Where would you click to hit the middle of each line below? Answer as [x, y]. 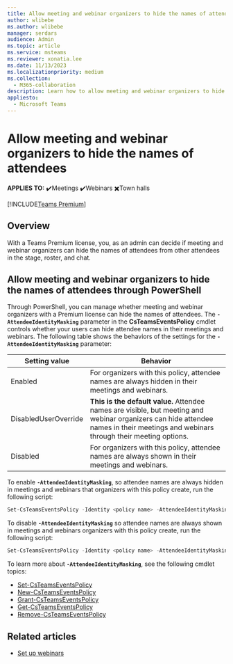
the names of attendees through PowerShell [104, 291]
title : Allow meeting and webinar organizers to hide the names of [107, 14]
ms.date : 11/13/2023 [37, 65]
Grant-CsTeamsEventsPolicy [58, 600]
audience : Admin [31, 40]
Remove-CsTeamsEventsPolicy [61, 615]
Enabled [24, 381]
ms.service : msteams [37, 53]
